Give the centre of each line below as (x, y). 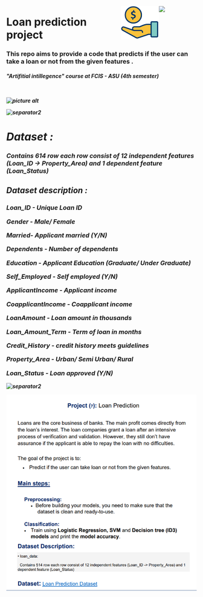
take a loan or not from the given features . (70, 62)
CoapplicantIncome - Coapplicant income (69, 304)
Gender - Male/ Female (41, 221)
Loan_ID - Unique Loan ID (44, 208)
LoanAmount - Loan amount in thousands (69, 318)
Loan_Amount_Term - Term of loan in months (74, 332)
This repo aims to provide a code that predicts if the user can (97, 54)
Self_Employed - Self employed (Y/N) (62, 277)
